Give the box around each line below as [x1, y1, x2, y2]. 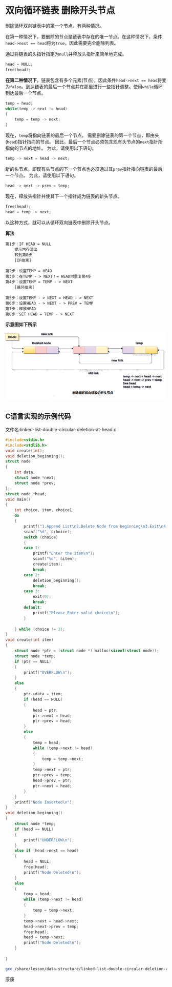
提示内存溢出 [14, 247, 37, 252]
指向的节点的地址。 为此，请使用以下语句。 [5, 145, 96, 151]
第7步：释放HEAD [5, 306, 36, 311]
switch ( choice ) [24, 534, 58, 540]
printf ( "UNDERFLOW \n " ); [24, 837, 74, 842]
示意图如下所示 [5, 321, 37, 327]
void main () [5, 497, 31, 502]
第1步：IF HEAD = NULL [5, 241, 52, 247]
